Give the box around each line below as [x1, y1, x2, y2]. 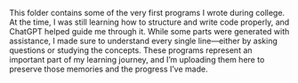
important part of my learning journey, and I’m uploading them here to [9, 55, 265, 64]
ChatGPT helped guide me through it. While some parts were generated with [9, 26, 290, 36]
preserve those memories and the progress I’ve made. [9, 64, 208, 74]
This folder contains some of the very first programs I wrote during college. [9, 8, 286, 18]
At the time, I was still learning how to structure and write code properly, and [9, 17, 290, 27]
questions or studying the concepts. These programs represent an [9, 45, 253, 56]
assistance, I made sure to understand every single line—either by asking [9, 35, 278, 46]
